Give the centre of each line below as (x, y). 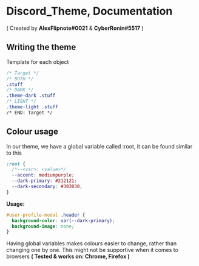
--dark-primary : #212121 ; (45, 181)
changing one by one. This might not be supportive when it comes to (93, 250)
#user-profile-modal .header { (46, 215)
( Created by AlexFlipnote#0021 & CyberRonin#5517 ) (75, 28)
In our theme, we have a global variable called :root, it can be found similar (99, 146)
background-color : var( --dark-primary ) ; (63, 220)
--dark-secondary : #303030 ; (47, 187)
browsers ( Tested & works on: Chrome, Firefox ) (68, 256)
